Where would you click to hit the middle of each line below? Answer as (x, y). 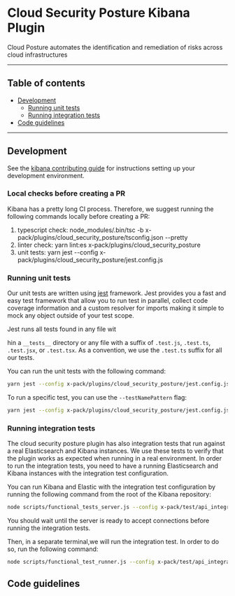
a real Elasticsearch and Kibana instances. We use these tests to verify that (115, 451)
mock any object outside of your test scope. (71, 316)
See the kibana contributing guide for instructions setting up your (101, 168)
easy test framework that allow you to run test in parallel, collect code (108, 301)
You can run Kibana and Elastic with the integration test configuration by (111, 487)
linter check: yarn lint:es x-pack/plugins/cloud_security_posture (109, 245)
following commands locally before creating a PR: (79, 216)
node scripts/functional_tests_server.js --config (83, 507)
